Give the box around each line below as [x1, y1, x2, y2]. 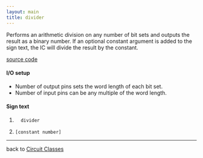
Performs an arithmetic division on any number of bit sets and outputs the [6, 31, 190, 38]
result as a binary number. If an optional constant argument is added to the [6, 37, 192, 45]
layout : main [6, 8, 39, 15]
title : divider [6, 14, 45, 21]
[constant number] [14, 129, 62, 135]
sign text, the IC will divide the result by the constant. [6, 43, 139, 51]
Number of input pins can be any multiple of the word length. [14, 89, 167, 96]
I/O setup [6, 69, 30, 77]
